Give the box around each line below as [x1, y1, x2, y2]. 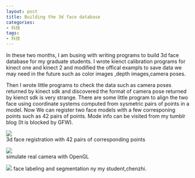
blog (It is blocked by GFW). [6, 119, 74, 125]
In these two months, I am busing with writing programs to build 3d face [6, 52, 179, 58]
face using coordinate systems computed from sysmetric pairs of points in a [6, 100, 190, 107]
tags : [6, 30, 19, 36]
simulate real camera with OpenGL [6, 153, 89, 160]
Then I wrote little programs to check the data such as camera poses [6, 82, 172, 88]
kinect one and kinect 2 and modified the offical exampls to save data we [6, 64, 182, 71]
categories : [6, 19, 35, 25]
